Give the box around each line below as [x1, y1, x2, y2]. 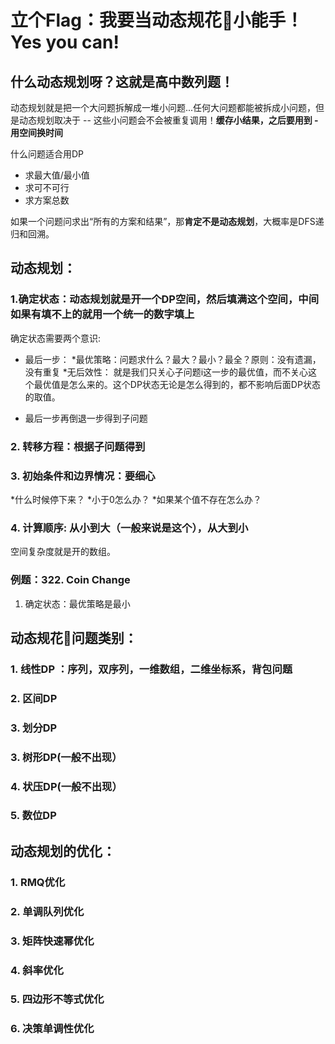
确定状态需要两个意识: [10, 332, 102, 344]
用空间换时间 [10, 127, 63, 138]
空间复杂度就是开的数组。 [10, 546, 116, 558]
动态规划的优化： [10, 842, 116, 860]
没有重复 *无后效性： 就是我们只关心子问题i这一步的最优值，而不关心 [24, 366, 309, 378]
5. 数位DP [10, 809, 57, 823]
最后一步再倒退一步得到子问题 [24, 412, 148, 424]
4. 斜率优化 [10, 963, 64, 977]
